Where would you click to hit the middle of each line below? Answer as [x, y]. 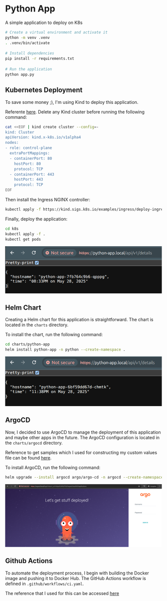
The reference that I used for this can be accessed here [62, 593]
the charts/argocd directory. [34, 443]
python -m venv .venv [28, 37]
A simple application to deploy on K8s [44, 22]
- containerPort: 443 [32, 174]
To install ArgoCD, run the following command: [53, 467]
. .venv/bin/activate [28, 43]
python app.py [20, 74]
